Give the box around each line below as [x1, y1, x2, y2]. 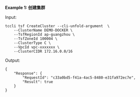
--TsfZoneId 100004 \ [14, 36, 57, 41]
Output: [5, 57, 20, 63]
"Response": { [14, 71, 42, 76]
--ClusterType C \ [14, 41, 51, 45]
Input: [5, 14, 17, 20]
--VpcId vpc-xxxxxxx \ [14, 45, 60, 50]
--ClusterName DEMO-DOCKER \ [14, 28, 73, 33]
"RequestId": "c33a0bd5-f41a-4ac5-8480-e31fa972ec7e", [22, 75, 136, 80]
